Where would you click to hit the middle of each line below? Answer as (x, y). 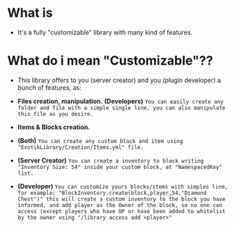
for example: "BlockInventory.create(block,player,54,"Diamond (112, 193)
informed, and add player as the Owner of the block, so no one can (120, 205)
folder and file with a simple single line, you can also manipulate (122, 108)
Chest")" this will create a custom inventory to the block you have (122, 199)
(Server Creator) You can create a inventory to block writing (110, 160)
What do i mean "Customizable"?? (110, 61)
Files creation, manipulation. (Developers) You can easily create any (121, 101)
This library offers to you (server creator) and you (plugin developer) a (119, 80)
